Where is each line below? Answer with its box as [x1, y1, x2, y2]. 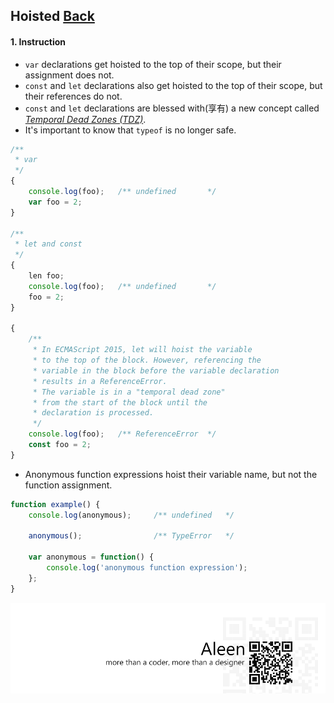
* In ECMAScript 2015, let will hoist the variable [32, 345, 253, 355]
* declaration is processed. [32, 408, 155, 418]
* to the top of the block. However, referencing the [32, 355, 262, 366]
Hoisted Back [10, 8, 95, 25]
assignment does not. [24, 69, 115, 81]
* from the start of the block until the [32, 397, 208, 408]
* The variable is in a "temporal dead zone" [32, 387, 226, 397]
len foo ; [28, 271, 65, 281]
